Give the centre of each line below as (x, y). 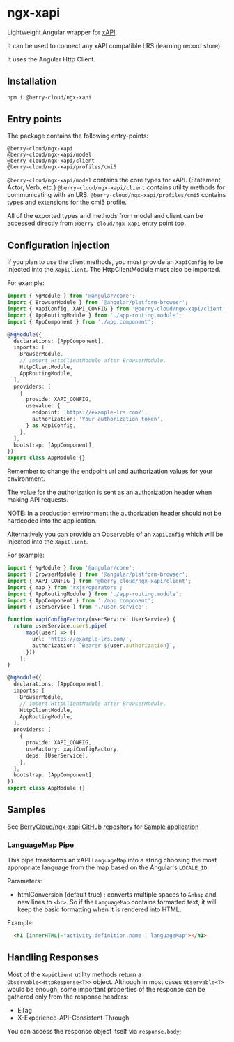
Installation (32, 81)
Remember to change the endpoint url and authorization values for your (110, 471)
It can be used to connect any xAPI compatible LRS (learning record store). (115, 45)
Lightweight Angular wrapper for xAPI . (62, 32)
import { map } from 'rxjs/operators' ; (65, 587)
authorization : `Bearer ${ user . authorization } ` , (104, 645)
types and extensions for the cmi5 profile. (67, 202)
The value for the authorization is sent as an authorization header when (110, 492)
